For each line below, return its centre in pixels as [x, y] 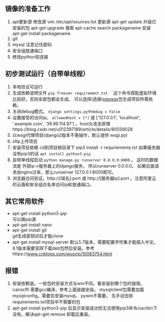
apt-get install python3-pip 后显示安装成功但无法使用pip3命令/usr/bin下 [85, 308]
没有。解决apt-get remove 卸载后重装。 [52, 314]
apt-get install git [30, 230]
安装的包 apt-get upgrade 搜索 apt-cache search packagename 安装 [82, 28]
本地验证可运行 [27, 87]
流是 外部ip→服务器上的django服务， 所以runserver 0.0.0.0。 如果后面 [83, 166]
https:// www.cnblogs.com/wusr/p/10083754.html [62, 254]
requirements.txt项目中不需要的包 [46, 302]
